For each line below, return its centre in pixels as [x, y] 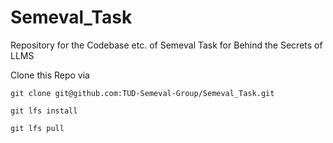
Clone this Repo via [50, 75]
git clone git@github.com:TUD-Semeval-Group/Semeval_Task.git [142, 93]
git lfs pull [37, 128]
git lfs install [44, 111]
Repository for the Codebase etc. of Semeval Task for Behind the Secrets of [166, 45]
